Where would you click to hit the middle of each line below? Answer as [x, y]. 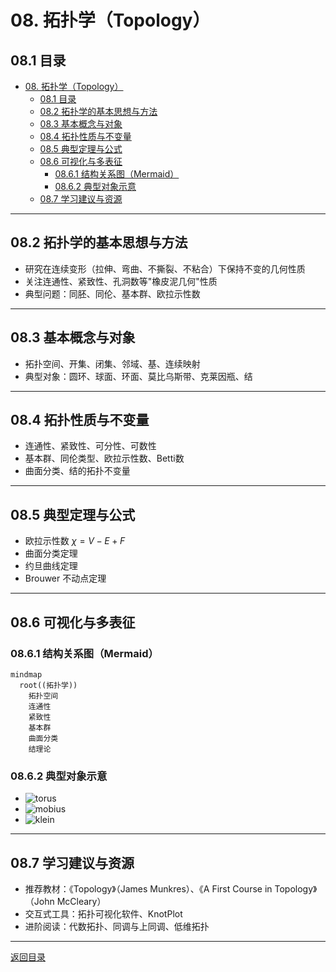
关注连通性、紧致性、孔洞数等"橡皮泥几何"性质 [121, 281]
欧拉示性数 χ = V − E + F [75, 541]
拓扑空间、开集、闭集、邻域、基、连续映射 [112, 363]
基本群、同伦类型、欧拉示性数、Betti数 [104, 458]
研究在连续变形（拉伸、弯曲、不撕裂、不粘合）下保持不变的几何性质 [165, 268]
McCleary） [81, 902]
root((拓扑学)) [48, 685]
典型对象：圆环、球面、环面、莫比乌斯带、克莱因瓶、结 [138, 376]
